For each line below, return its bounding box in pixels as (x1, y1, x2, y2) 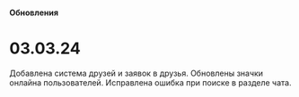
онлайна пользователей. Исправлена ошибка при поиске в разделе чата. (9, 77, 292, 88)
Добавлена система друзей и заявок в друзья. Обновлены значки (9, 68, 263, 78)
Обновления (9, 7, 58, 18)
